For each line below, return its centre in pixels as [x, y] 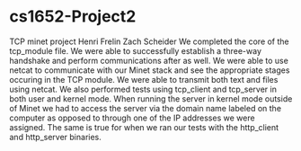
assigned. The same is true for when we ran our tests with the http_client [144, 127]
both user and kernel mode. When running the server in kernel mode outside [151, 98]
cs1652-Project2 [73, 17]
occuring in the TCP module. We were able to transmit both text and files [144, 79]
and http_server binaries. [55, 137]
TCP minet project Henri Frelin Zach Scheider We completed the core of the [149, 41]
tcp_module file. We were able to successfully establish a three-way [136, 50]
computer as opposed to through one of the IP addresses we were [132, 118]
